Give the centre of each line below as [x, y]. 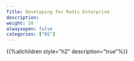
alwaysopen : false [29, 29]
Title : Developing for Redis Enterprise [58, 12]
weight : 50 [20, 23]
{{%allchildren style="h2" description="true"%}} [67, 51]
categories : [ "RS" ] [31, 34]
